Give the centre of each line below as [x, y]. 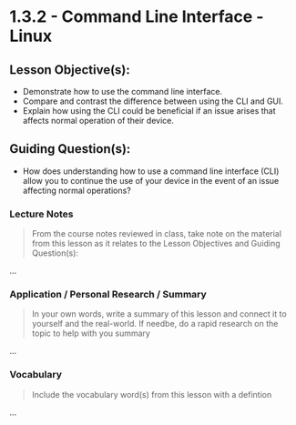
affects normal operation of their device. [98, 121]
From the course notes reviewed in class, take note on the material [157, 234]
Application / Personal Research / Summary [108, 295]
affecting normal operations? [77, 190]
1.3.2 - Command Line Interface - [137, 17]
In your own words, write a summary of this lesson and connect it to [159, 314]
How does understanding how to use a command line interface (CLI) [151, 171]
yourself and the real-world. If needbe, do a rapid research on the [155, 324]
